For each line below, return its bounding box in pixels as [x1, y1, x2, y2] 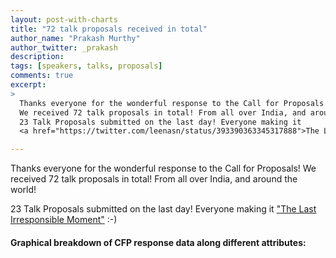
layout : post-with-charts [10, 14, 118, 25]
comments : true [10, 71, 74, 81]
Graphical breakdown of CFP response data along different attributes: [10, 236, 307, 248]
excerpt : [10, 80, 47, 90]
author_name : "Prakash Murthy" [10, 33, 141, 43]
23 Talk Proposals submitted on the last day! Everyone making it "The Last [10, 203, 317, 215]
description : [10, 52, 65, 62]
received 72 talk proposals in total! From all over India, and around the [10, 173, 298, 185]
